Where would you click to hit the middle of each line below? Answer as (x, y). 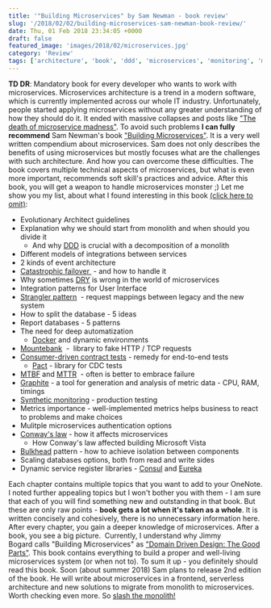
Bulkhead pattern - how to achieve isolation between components (129, 451)
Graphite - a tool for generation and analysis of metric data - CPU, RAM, (140, 382)
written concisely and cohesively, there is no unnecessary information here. (134, 518)
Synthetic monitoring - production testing (89, 400)
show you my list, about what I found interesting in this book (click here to (131, 195)
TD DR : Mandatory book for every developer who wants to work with (123, 84)
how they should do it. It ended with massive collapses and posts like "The (132, 118)
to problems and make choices (71, 417)
